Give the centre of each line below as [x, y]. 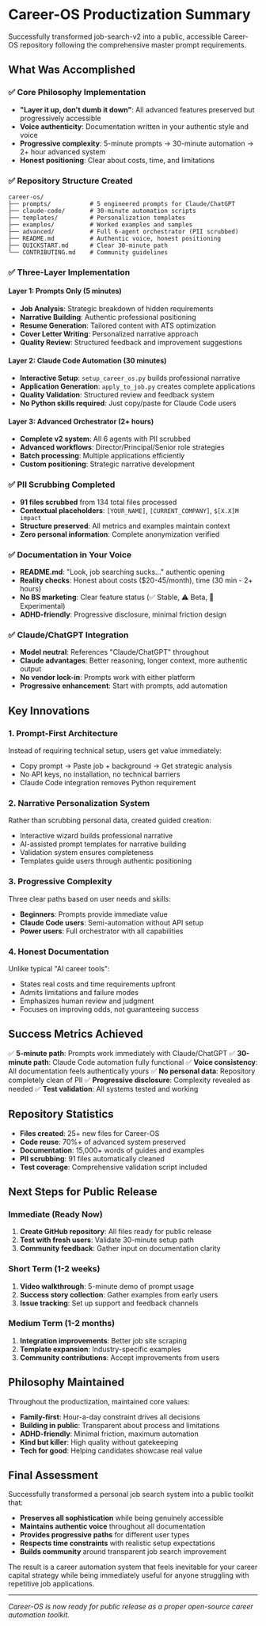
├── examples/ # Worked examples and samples [101, 224]
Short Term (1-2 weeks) [54, 1269]
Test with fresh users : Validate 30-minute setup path [106, 1240]
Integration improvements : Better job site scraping [103, 1340]
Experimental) [42, 606]
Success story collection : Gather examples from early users [119, 1294]
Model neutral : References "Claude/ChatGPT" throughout [114, 652]
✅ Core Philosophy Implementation [77, 93]
